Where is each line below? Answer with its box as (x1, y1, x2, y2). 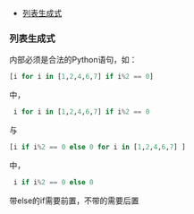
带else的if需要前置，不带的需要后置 (9, 195, 139, 206)
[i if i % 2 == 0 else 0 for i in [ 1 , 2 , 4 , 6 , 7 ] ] (9, 142, 186, 152)
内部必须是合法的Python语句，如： (9, 55, 138, 65)
